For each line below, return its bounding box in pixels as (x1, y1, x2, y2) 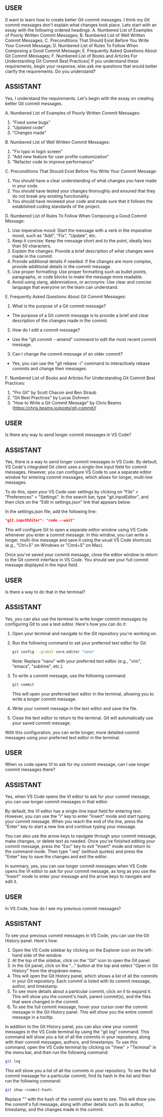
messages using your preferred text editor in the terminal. (5, 734, 120, 740)
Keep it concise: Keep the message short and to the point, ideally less (12, 237, 152, 243)
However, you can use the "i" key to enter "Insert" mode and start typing (5, 813, 150, 819)
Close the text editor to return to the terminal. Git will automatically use (12, 715, 154, 721)
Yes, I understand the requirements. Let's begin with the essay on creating (5, 95, 154, 101)
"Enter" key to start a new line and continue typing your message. (5, 824, 137, 829)
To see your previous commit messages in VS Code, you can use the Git (5, 932, 149, 938)
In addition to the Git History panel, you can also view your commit (5, 1023, 138, 1029)
